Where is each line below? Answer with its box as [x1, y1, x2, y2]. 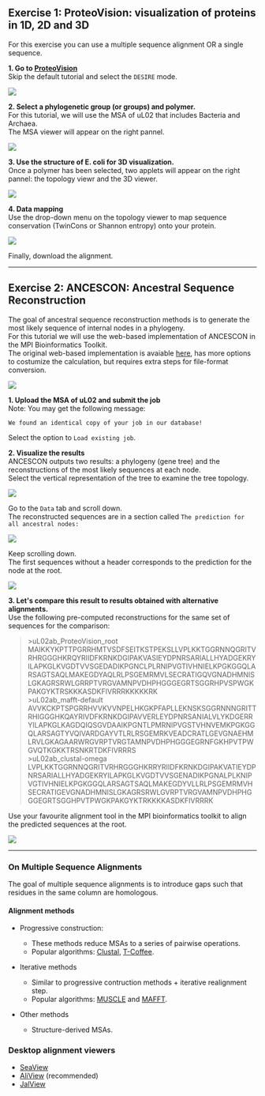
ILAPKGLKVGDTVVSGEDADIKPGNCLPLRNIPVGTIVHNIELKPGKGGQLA [27, 661, 256, 671]
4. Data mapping [8, 204, 64, 213]
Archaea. [8, 119, 38, 128]
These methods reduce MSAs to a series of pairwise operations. [31, 939, 241, 948]
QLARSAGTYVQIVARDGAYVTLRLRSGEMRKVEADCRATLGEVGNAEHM [27, 729, 254, 738]
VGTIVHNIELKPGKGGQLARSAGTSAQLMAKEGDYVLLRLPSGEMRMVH [27, 778, 253, 789]
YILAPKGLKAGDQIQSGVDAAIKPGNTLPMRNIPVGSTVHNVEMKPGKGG [27, 720, 256, 729]
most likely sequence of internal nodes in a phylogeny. [8, 323, 185, 333]
